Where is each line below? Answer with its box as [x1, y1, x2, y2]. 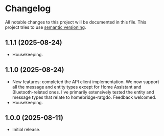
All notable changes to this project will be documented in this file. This [5, 19, 147, 25]
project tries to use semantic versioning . [5, 24, 87, 30]
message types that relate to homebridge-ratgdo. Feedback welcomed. [12, 94, 157, 100]
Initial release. [12, 127, 41, 133]
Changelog [5, 3, 51, 14]
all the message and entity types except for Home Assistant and [12, 84, 141, 90]
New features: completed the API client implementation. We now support [12, 79, 159, 85]
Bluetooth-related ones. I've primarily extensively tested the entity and [12, 89, 154, 95]
